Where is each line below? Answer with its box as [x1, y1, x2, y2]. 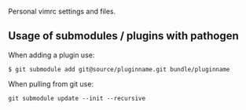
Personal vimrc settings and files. [8, 7, 116, 16]
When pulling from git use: [8, 79, 94, 89]
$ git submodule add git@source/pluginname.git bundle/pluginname [8, 65, 230, 73]
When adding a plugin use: [8, 50, 95, 60]
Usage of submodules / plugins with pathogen [8, 29, 240, 42]
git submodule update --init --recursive [8, 94, 146, 102]
